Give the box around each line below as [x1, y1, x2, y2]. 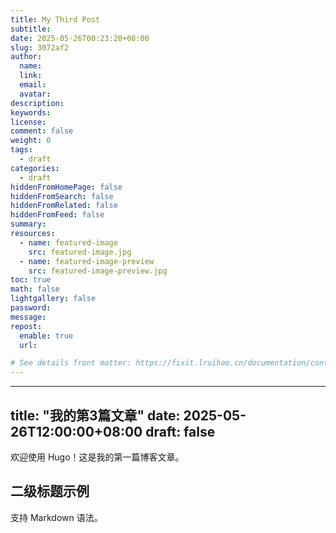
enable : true [19, 331, 74, 341]
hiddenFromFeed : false [10, 210, 105, 220]
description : [10, 98, 65, 108]
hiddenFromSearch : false [10, 191, 114, 201]
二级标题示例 [10, 483, 90, 500]
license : [10, 117, 47, 127]
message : [10, 312, 47, 322]
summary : [10, 219, 47, 230]
